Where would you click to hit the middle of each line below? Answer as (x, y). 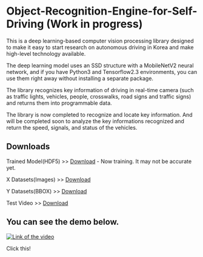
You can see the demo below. (63, 222)
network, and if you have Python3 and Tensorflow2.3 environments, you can (102, 72)
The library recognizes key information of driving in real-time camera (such (100, 90)
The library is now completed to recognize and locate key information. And (99, 115)
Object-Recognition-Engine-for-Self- (102, 11)
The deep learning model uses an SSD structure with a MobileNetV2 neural (100, 65)
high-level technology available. (46, 53)
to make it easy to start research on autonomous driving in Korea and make (100, 47)
